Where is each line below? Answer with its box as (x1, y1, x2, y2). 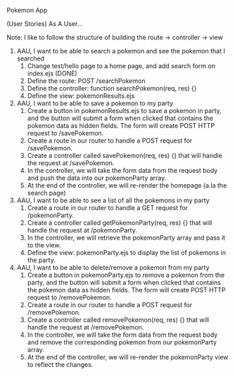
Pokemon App (6, 6, 48, 14)
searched (16, 54, 45, 63)
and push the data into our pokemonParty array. (27, 174, 167, 182)
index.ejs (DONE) (27, 70, 78, 77)
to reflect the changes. (27, 361, 94, 368)
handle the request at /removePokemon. (27, 323, 144, 331)
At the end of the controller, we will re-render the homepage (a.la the (27, 181, 227, 189)
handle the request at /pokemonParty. (27, 226, 138, 234)
